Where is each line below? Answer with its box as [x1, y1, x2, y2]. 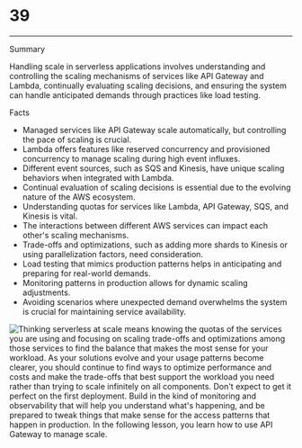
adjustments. [22, 287, 71, 298]
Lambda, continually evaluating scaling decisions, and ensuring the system [9, 80, 288, 91]
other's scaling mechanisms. [22, 229, 129, 240]
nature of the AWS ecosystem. [22, 191, 137, 202]
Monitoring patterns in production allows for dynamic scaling [22, 277, 248, 288]
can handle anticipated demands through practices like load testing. [9, 89, 261, 100]
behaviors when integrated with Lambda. [22, 172, 174, 183]
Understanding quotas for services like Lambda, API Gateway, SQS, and [22, 201, 289, 211]
